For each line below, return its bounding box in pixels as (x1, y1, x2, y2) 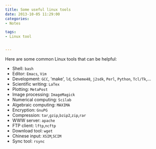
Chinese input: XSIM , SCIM (12, 133, 62, 139)
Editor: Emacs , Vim (12, 71, 47, 76)
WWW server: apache (12, 118, 55, 123)
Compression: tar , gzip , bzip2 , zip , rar (12, 112, 87, 118)
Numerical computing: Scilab (12, 97, 72, 103)
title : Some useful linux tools (5, 7, 71, 12)
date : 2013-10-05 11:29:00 (5, 12, 60, 17)
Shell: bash (12, 65, 34, 71)
